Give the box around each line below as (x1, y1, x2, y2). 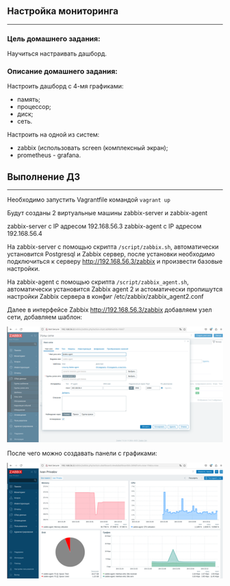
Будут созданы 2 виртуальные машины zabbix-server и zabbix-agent (7, 209, 207, 217)
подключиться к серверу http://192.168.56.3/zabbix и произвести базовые (7, 257, 223, 266)
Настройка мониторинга (7, 5, 118, 17)
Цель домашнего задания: (7, 34, 101, 43)
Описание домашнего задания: (7, 66, 118, 76)
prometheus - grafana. (16, 151, 81, 160)
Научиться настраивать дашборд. (7, 49, 107, 58)
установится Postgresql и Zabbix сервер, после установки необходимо (7, 250, 216, 258)
